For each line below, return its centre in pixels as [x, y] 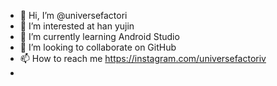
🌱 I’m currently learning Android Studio [99, 36]
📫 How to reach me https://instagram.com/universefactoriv [143, 58]
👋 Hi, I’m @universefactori [73, 15]
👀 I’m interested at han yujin [77, 26]
